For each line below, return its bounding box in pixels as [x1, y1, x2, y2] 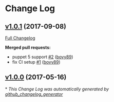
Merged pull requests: [5, 45, 51, 50]
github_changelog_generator [5, 91, 63, 97]
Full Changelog [5, 35, 36, 41]
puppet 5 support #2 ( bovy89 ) [12, 54, 74, 60]
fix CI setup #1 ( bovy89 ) [12, 59, 61, 65]
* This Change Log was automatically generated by [5, 86, 109, 92]
